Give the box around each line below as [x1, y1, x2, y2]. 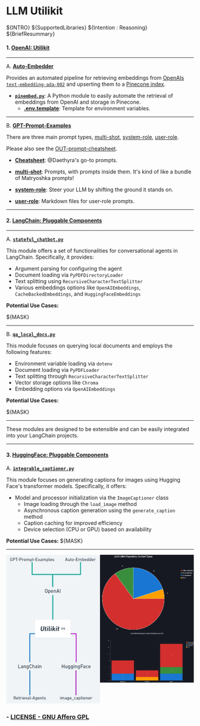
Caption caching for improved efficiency [23, 519, 123, 526]
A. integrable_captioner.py [6, 464, 74, 471]
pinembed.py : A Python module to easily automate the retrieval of [14, 92, 174, 100]
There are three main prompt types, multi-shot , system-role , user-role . [6, 134, 179, 141]
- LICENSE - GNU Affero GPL [6, 712, 89, 721]
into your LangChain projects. [6, 432, 79, 439]
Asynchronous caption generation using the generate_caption [23, 507, 176, 514]
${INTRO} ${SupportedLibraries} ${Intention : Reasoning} [6, 24, 148, 31]
